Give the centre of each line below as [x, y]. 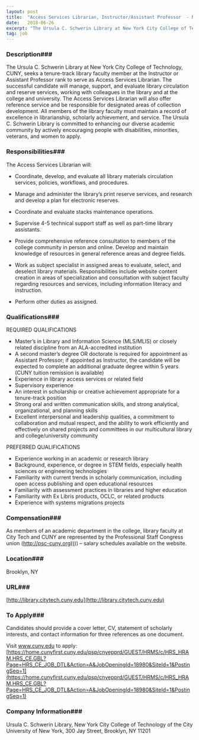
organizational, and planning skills [56, 411]
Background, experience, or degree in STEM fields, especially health [98, 465]
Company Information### [44, 712]
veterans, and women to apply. [44, 136]
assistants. [28, 229]
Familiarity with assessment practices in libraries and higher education [101, 490]
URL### [18, 587]
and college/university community [56, 436]
